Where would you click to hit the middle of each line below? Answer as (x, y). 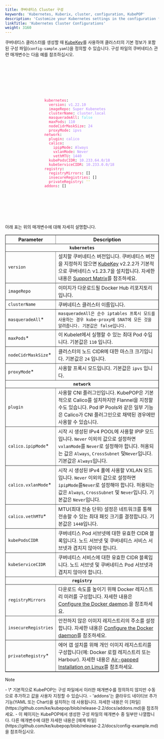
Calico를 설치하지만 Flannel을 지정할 (113, 400)
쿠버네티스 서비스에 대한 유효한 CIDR (98, 557)
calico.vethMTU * (27, 516)
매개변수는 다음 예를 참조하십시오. (42, 55)
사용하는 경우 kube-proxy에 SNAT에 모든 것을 (105, 319)
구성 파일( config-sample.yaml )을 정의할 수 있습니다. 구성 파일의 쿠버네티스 (81, 48)
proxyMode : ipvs (65, 131)
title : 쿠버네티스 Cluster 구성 (34, 10)
